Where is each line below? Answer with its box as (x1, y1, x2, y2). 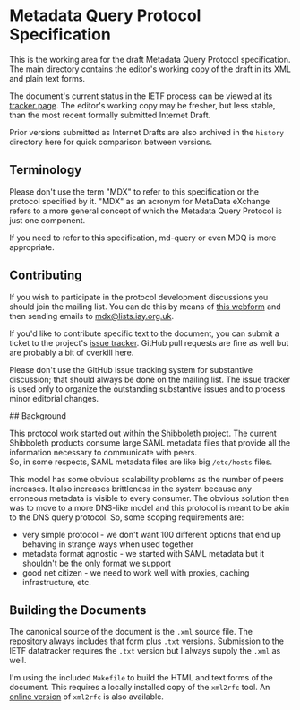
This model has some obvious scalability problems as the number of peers (9, 473, 285, 484)
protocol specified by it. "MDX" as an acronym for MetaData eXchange (9, 195, 270, 206)
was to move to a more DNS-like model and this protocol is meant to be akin (9, 502, 290, 513)
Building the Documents (9, 602, 147, 618)
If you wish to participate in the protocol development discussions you (9, 291, 269, 302)
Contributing (9, 268, 82, 283)
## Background (9, 410, 67, 421)
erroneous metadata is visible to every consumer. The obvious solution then (9, 492, 289, 503)
